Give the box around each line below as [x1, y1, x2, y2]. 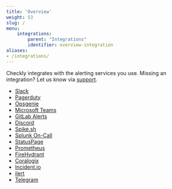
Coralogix [14, 157, 39, 164]
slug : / [6, 20, 26, 26]
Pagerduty [14, 94, 41, 101]
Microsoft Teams [14, 106, 57, 113]
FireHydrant [14, 150, 45, 158]
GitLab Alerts [14, 113, 48, 120]
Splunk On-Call [14, 132, 53, 139]
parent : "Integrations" [27, 36, 87, 42]
